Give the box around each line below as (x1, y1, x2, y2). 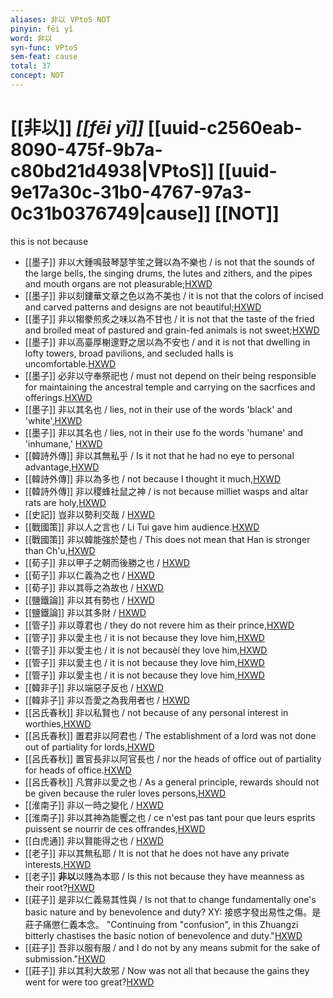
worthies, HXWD (24, 717, 92, 730)
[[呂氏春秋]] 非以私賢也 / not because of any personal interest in (24, 706, 289, 718)
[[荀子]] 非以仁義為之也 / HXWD (24, 569, 155, 581)
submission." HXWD (24, 952, 106, 965)
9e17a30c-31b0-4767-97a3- (10, 181, 252, 204)
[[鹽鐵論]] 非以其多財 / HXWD (24, 606, 147, 618)
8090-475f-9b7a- (10, 139, 163, 161)
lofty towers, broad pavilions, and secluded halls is (24, 347, 234, 359)
